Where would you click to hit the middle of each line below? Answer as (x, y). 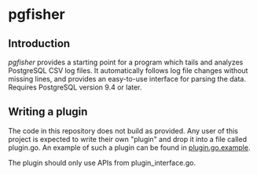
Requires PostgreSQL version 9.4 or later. (75, 87)
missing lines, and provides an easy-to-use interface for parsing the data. (127, 79)
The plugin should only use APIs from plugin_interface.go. (102, 162)
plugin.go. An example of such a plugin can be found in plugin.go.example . (129, 148)
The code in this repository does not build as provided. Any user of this (123, 130)
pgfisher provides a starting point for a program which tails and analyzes (126, 62)
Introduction (39, 44)
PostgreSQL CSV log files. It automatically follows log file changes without (128, 71)
